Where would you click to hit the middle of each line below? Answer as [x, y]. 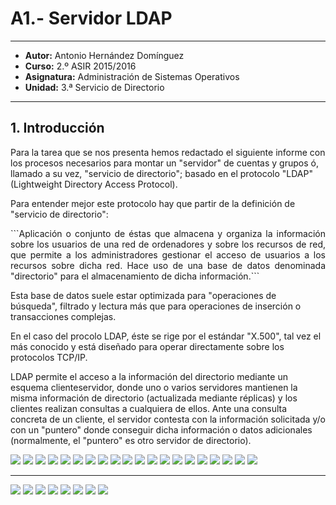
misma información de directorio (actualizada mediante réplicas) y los [154, 398]
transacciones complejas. [63, 316]
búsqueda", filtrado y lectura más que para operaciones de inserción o [156, 306]
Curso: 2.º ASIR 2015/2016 [80, 66]
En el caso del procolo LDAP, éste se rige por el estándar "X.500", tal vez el [166, 336]
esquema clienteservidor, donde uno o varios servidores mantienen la [154, 387]
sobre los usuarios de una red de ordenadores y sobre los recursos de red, [168, 244]
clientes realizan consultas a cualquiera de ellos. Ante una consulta [149, 408]
